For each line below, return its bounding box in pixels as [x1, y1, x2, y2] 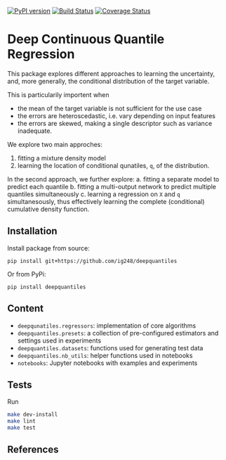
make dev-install [7, 411, 58, 419]
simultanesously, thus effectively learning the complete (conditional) [7, 197, 205, 205]
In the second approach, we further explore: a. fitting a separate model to [7, 174, 220, 183]
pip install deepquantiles [7, 283, 86, 290]
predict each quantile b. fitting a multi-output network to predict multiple [7, 182, 216, 191]
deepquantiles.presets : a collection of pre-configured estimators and [17, 328, 219, 337]
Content [7, 302, 44, 314]
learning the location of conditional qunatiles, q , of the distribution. [17, 161, 210, 170]
